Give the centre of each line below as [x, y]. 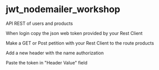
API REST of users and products [39, 23]
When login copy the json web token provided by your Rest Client [74, 33]
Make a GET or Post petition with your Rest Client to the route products [80, 43]
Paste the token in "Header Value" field [47, 62]
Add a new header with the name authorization [55, 53]
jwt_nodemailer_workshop [63, 9]
